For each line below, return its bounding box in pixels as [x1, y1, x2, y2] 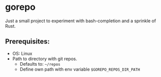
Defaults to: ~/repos [19, 61, 61, 67]
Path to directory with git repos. [12, 56, 78, 62]
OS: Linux [12, 50, 32, 56]
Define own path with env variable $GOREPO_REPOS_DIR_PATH [19, 66, 140, 72]
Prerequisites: [5, 38, 50, 46]
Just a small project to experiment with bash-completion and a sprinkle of [5, 18, 157, 24]
